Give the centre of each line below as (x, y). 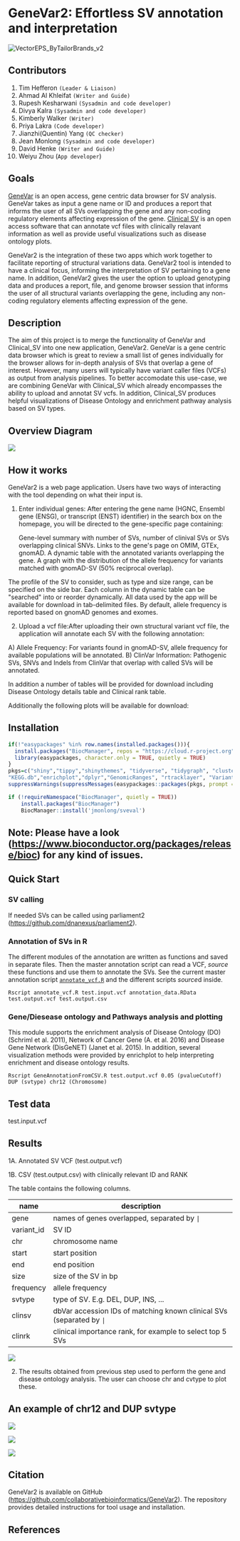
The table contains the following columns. (69, 1188)
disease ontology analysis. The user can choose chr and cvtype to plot (122, 1379)
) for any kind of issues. (90, 855)
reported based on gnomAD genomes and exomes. (83, 612)
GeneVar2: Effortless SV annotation (116, 13)
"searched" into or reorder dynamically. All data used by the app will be (113, 597)
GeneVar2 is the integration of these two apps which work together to (110, 255)
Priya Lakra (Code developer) (62, 126)
